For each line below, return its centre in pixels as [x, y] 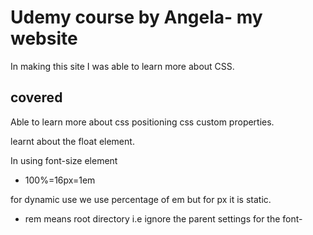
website [44, 38]
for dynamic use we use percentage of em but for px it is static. [141, 199]
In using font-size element [64, 160]
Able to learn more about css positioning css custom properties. [142, 122]
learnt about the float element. [72, 141]
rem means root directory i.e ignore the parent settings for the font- [163, 218]
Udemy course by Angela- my [136, 17]
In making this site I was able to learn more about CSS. [122, 66]
